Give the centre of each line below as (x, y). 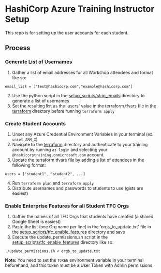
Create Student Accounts (36, 123)
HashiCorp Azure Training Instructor (80, 9)
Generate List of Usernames (39, 62)
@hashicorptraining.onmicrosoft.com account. (58, 154)
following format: (29, 165)
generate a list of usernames (40, 101)
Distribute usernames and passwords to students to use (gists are (78, 188)
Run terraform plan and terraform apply (53, 183)
